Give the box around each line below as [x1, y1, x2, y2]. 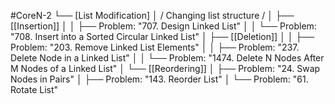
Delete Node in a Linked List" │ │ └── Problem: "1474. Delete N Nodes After [10, 52, 325, 64]
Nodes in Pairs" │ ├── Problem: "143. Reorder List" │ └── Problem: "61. [10, 73, 309, 85]
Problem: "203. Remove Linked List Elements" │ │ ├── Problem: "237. [10, 41, 300, 53]
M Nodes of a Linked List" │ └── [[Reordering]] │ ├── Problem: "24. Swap [10, 63, 321, 74]
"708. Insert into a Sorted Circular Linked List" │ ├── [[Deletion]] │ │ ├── [10, 31, 315, 42]
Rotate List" [10, 84, 59, 95]
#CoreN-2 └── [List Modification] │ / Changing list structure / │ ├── [10, 10, 295, 21]
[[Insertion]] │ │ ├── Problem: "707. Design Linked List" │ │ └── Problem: [10, 20, 317, 32]
